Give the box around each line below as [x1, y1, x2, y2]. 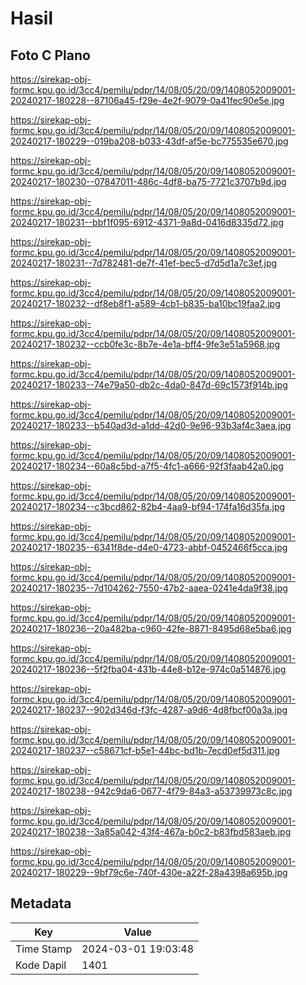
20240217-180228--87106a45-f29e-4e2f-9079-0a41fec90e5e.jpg [10, 95, 285, 106]
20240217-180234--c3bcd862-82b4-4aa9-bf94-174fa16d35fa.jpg [10, 501, 286, 512]
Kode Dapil [15, 958, 67, 972]
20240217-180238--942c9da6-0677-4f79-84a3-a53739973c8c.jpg [10, 785, 293, 797]
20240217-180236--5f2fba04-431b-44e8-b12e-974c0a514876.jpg [10, 663, 287, 675]
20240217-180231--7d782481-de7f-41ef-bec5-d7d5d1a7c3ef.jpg [10, 257, 278, 269]
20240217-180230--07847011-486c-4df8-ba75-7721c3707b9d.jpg [10, 176, 287, 187]
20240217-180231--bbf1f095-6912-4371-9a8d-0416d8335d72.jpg [10, 217, 284, 228]
